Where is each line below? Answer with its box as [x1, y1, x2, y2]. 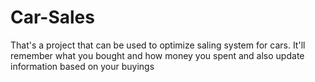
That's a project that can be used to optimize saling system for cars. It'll [10, 39, 306, 51]
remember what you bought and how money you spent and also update [10, 49, 305, 61]
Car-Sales [10, 6, 95, 29]
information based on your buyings [10, 60, 155, 72]
